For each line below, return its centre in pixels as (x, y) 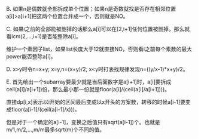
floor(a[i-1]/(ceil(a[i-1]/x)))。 (45, 109)
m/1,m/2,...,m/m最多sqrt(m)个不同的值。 (56, 129)
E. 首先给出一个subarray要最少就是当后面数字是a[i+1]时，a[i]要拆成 (89, 82)
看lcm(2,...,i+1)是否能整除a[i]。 (44, 36)
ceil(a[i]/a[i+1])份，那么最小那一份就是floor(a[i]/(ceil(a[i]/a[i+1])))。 (88, 89)
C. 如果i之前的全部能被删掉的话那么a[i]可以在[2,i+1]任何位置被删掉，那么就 (98, 29)
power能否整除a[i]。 (31, 56)
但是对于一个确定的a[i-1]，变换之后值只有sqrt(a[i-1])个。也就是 (83, 122)
